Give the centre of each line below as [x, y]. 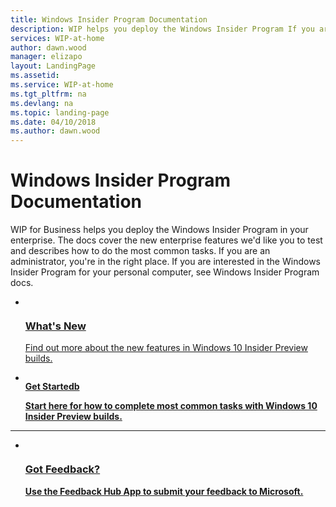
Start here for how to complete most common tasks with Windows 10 [171, 406]
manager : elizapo [46, 57]
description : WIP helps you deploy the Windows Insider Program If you [162, 29]
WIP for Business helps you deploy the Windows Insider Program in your [159, 230]
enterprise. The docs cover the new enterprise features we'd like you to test [166, 240]
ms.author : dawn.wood [55, 131]
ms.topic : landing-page [60, 112]
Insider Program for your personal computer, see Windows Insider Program [165, 272]
